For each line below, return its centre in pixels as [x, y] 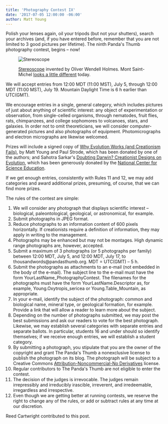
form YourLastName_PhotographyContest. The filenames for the [79, 278]
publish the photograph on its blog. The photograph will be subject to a [86, 358]
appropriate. [26, 294]
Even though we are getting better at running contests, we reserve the [86, 396]
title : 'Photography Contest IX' [41, 10]
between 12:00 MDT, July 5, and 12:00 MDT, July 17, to [69, 256]
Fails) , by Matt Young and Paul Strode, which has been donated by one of [81, 152]
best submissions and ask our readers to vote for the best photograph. [86, 321]
